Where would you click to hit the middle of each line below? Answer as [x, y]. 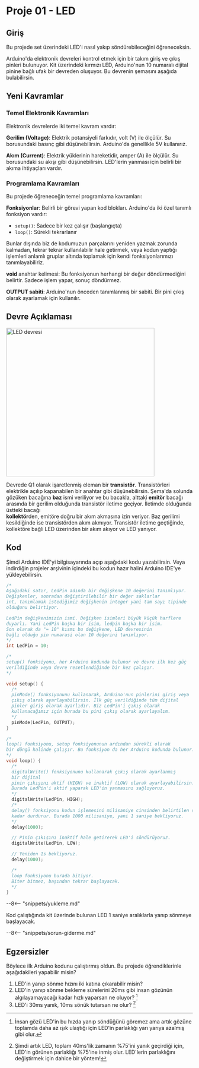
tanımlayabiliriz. [25, 262]
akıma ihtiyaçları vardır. [34, 168]
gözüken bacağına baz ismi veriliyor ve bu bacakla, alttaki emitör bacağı [95, 497]
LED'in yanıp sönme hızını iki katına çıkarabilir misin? [79, 984]
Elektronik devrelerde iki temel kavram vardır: [61, 126]
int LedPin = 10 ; [28, 646]
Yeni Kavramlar [35, 96]
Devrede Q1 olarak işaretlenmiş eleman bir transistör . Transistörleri [88, 485]
